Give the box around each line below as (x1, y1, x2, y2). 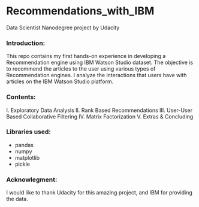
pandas (14, 141, 34, 148)
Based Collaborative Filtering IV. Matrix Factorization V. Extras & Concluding (6, 112, 194, 120)
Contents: (6, 93, 36, 101)
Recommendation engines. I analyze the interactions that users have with (6, 72, 187, 79)
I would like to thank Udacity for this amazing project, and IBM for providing (6, 189, 193, 196)
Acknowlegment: (6, 175, 58, 184)
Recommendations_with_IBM (6, 4, 155, 18)
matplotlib (14, 154, 40, 161)
